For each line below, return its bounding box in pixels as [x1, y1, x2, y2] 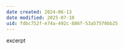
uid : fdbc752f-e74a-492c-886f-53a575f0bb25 [6, 20, 119, 26]
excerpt [6, 37, 26, 45]
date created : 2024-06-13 [6, 9, 72, 15]
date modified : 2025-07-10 [6, 15, 75, 21]
